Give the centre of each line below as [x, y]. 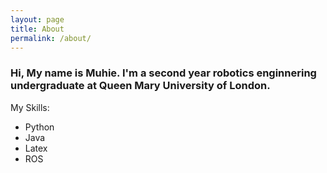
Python [39, 127]
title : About [37, 29]
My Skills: [30, 107]
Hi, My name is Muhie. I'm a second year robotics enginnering [163, 73]
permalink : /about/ [51, 38]
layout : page [37, 19]
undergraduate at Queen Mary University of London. [140, 86]
